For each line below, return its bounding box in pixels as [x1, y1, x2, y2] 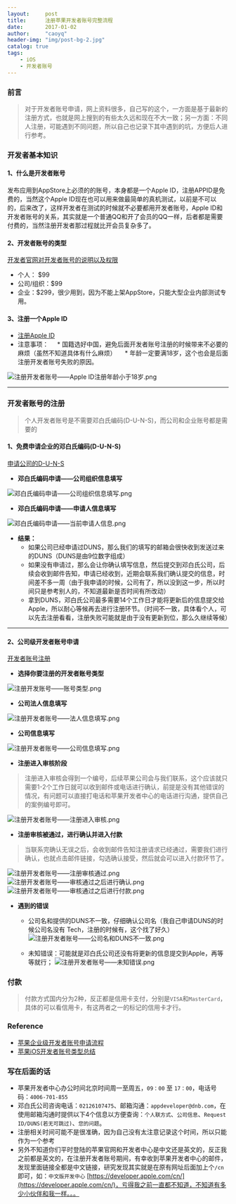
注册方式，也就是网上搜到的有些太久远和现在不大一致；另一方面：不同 [24, 113, 228, 122]
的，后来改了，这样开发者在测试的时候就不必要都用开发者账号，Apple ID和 [7, 203, 223, 212]
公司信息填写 [17, 729, 55, 738]
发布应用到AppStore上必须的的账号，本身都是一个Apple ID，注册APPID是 [7, 186, 219, 194]
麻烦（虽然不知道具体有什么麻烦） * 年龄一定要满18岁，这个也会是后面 [17, 349, 228, 358]
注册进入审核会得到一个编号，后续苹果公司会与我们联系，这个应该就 [24, 774, 222, 782]
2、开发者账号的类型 [7, 239, 67, 247]
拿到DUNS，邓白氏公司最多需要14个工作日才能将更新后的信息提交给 [27, 596, 225, 604]
